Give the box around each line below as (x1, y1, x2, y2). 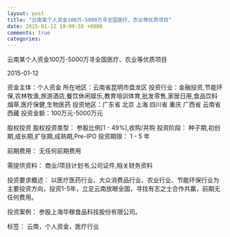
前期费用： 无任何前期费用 (7, 147, 81, 155)
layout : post (7, 10, 45, 17)
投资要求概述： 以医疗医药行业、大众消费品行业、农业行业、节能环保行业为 (7, 176, 220, 184)
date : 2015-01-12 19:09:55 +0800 (7, 23, 103, 30)
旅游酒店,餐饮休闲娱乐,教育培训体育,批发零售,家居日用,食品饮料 (41, 92, 218, 100)
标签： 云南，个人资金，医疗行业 (7, 223, 100, 231)
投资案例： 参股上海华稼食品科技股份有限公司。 (7, 207, 141, 216)
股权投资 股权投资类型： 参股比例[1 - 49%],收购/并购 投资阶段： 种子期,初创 (7, 124, 221, 132)
